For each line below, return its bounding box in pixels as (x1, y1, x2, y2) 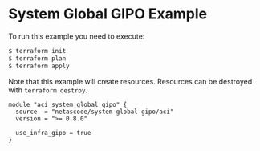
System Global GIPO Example (8, 5, 208, 23)
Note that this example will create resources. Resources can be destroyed (8, 76, 253, 86)
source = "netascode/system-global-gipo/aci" (15, 108, 174, 116)
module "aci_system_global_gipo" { (8, 100, 128, 108)
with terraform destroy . (8, 85, 88, 95)
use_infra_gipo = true (15, 129, 91, 137)
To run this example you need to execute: (8, 31, 145, 41)
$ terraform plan (8, 54, 67, 63)
